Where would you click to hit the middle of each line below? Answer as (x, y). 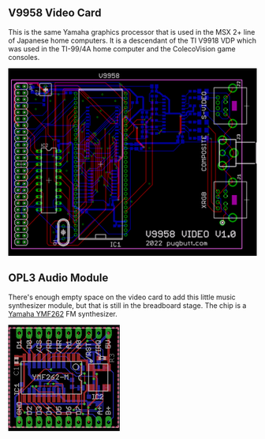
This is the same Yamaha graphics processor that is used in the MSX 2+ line (132, 32)
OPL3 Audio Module (58, 278)
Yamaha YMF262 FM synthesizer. (63, 313)
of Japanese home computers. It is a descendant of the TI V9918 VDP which (132, 40)
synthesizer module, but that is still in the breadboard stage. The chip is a (127, 305)
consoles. (24, 57)
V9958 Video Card (55, 13)
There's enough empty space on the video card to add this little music (122, 297)
